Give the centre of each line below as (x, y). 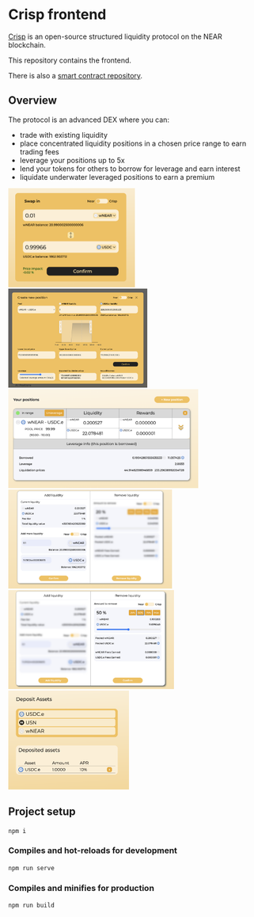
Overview (33, 101)
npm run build (32, 906)
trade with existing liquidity (64, 135)
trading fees (39, 151)
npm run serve (32, 868)
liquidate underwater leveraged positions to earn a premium (117, 177)
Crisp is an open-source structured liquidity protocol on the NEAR (116, 36)
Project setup (42, 812)
